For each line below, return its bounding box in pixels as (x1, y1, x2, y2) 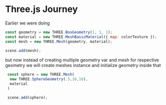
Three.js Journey (5, 3, 78, 15)
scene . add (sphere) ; (7, 95, 48, 100)
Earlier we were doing (5, 20, 50, 26)
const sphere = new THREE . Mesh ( (7, 72, 75, 77)
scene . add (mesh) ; (5, 48, 41, 53)
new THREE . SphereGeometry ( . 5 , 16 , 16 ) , (9, 76, 88, 82)
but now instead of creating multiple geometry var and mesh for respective (5, 57, 160, 63)
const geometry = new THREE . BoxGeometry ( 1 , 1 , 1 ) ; (5, 29, 113, 34)
